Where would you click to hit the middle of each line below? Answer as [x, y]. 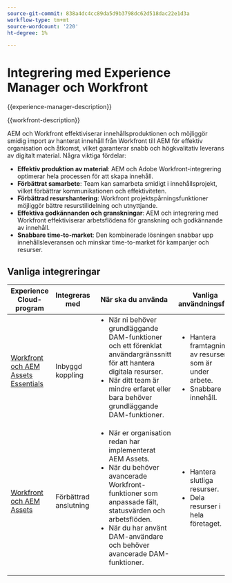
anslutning [72, 505]
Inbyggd [69, 366]
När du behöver [134, 467]
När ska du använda [134, 299]
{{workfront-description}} [44, 120]
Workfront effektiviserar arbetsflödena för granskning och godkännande [120, 220]
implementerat [132, 450]
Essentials [27, 384]
